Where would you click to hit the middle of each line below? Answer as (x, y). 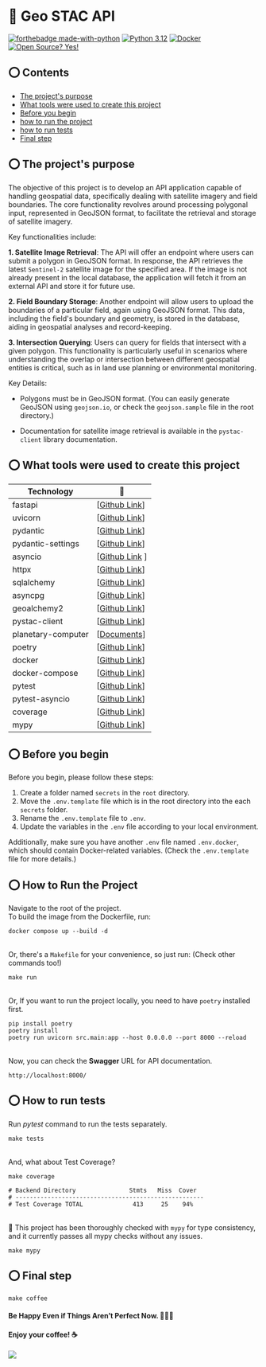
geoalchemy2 (38, 608)
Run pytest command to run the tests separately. (88, 1124)
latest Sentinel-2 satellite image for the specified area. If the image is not (128, 269)
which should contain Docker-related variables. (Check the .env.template (129, 850)
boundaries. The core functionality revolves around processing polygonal (128, 204)
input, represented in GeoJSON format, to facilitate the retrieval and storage (132, 213)
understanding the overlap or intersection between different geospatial (124, 359)
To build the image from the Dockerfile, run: (79, 916)
